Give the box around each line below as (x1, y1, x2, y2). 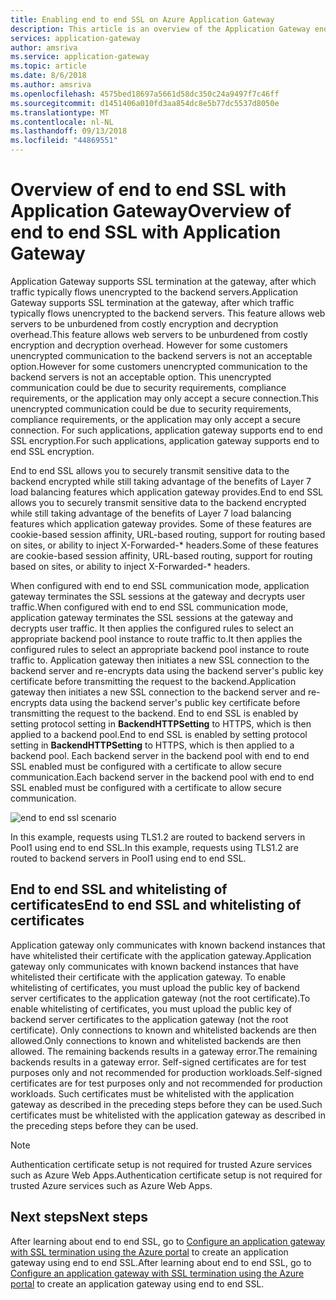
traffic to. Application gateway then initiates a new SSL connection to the (10, 654, 310, 666)
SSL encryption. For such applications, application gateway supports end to (10, 434, 320, 446)
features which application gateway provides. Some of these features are (10, 517, 312, 530)
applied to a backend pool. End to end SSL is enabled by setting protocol (10, 728, 308, 740)
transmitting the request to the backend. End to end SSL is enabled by (10, 707, 299, 719)
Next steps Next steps (10, 1209, 148, 1226)
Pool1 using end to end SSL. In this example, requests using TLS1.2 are (10, 841, 299, 853)
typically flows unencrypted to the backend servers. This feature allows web (10, 307, 326, 319)
